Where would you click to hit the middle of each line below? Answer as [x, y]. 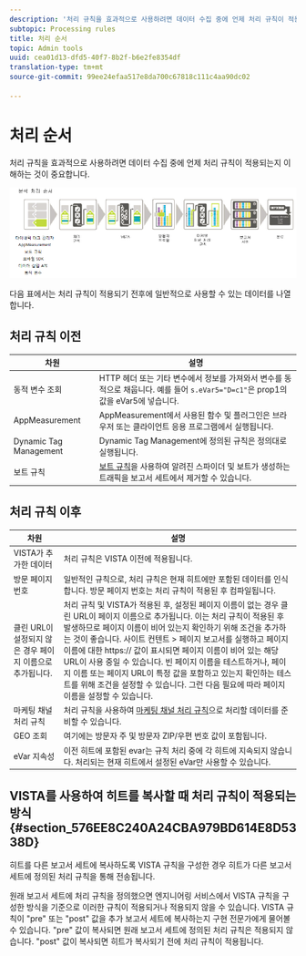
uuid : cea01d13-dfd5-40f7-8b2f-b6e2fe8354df [95, 58]
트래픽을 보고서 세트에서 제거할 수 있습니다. [175, 478]
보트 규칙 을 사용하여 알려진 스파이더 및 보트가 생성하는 [194, 467]
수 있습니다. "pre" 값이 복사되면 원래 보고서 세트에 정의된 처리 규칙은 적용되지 [147, 930]
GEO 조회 [31, 736]
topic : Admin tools [46, 48]
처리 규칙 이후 [46, 512]
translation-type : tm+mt [56, 67]
